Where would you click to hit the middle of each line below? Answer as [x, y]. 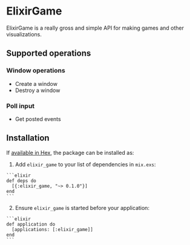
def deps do [21, 181]
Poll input [21, 106]
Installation [28, 138]
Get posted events [38, 119]
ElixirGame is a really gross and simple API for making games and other [95, 28]
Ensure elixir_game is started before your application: [82, 207]
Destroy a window [38, 90]
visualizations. [24, 34]
